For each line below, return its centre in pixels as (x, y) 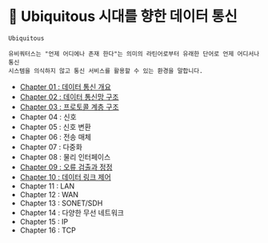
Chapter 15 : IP (44, 221)
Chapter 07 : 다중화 (51, 147)
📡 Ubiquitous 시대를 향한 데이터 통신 (123, 16)
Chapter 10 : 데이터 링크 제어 (66, 176)
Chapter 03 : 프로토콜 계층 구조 (69, 107)
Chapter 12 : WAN (49, 194)
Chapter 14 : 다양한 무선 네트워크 (72, 213)
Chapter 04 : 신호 (48, 116)
